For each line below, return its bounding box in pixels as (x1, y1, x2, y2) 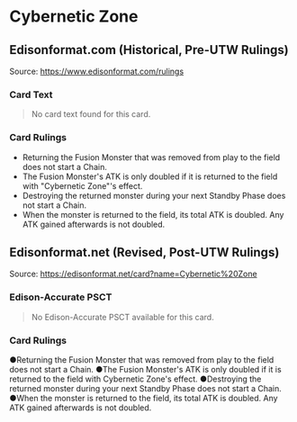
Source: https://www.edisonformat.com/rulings (9, 66, 184, 76)
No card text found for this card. (31, 109, 151, 120)
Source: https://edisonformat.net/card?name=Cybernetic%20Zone (9, 268, 258, 280)
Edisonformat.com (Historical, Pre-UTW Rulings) (9, 42, 290, 58)
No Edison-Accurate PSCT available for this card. (31, 311, 214, 322)
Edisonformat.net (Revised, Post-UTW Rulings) (9, 245, 280, 260)
